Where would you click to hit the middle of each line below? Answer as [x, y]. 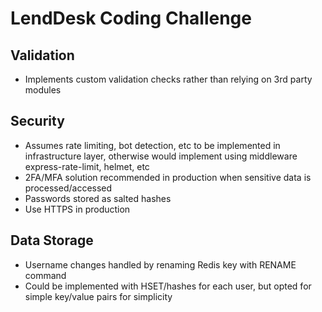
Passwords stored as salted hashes [98, 198]
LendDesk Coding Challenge [131, 18]
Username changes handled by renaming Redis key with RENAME [160, 264]
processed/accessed [68, 188]
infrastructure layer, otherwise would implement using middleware [161, 156]
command [45, 275]
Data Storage [52, 240]
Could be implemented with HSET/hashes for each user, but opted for [168, 286]
